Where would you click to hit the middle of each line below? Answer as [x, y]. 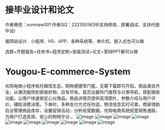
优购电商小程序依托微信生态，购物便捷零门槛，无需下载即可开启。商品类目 [80, 86]
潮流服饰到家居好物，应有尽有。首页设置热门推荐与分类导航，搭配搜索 [89, 92]
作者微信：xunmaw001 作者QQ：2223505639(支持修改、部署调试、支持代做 [82, 25]
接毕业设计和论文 [40, 10]
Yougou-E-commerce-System [68, 72]
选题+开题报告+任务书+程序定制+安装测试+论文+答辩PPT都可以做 [72, 52]
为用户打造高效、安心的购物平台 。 [40, 116]
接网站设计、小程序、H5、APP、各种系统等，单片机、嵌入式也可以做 [75, 41]
